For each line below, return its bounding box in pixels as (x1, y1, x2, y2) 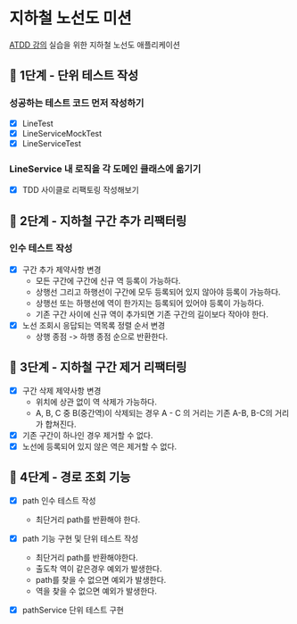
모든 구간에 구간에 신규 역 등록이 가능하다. (35, 275, 181, 286)
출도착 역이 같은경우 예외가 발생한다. (35, 563, 162, 574)
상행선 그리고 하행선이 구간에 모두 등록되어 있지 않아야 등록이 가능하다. (35, 287, 281, 297)
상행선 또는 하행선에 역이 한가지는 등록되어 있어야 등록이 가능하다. (35, 297, 265, 308)
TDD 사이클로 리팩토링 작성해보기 (21, 185, 140, 196)
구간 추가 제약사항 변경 (21, 264, 102, 275)
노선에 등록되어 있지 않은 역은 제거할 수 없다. (21, 441, 177, 452)
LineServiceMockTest (21, 128, 103, 138)
